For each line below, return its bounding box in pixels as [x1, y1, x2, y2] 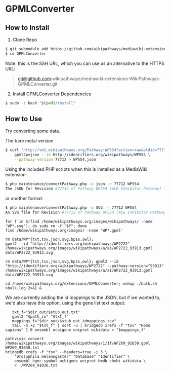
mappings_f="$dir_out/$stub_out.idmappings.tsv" [12, 318, 116, 323]
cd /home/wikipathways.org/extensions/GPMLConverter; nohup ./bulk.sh [5, 281, 157, 286]
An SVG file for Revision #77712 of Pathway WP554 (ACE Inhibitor [5, 210, 148, 215]
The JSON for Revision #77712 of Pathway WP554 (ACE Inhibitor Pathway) [5, 186, 162, 191]
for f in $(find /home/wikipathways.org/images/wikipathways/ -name [5, 219, 153, 224]
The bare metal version [5, 138, 54, 144]
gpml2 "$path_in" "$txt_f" [12, 314, 69, 319]
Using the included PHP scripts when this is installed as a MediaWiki [5, 166, 148, 172]
